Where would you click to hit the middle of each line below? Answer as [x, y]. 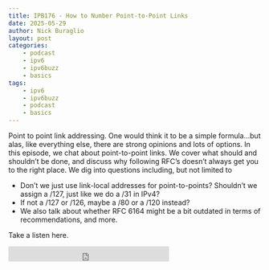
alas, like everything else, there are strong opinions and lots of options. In [130, 144]
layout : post [30, 38]
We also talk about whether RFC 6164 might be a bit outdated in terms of [140, 211]
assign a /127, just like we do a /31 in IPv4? [90, 194]
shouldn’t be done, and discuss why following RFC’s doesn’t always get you [134, 161]
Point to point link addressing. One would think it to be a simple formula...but [134, 136]
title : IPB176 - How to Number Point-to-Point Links [98, 16]
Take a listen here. [39, 235]
